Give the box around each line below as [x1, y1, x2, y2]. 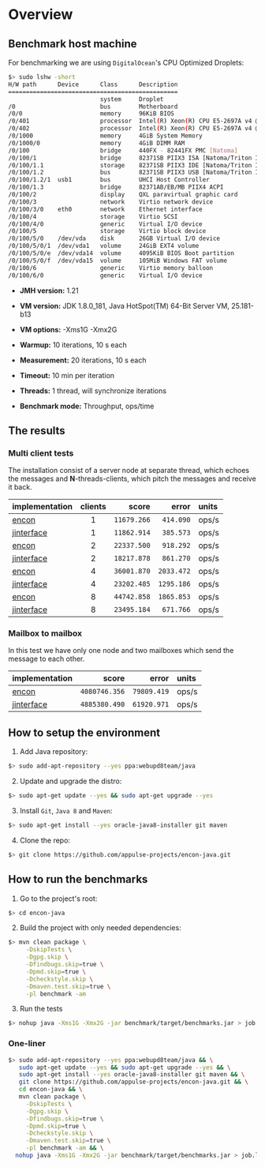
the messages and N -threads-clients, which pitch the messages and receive [8, 474, 256, 483]
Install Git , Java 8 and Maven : [19, 806, 113, 816]
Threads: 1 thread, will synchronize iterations [19, 385, 167, 396]
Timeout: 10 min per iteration [19, 370, 115, 380]
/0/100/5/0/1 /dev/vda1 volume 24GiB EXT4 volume [8, 242, 200, 250]
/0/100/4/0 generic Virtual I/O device [8, 220, 203, 228]
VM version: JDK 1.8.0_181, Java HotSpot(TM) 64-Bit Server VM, [19, 301, 230, 310]
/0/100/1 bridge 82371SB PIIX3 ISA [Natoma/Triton [8, 154, 252, 162]
